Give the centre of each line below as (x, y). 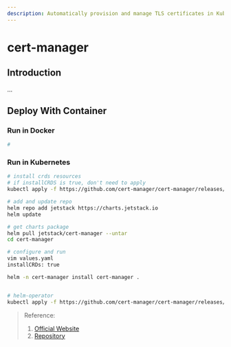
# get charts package (38, 227)
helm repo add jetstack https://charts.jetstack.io (82, 208)
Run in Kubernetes (39, 162)
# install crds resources (44, 177)
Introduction (34, 73)
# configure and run (37, 252)
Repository (49, 336)
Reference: (40, 315)
